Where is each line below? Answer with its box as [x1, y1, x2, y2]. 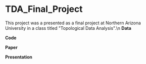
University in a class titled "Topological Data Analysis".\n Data [5, 25, 132, 31]
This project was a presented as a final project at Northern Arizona [5, 20, 141, 26]
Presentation [5, 54, 33, 60]
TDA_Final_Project [5, 3, 83, 15]
